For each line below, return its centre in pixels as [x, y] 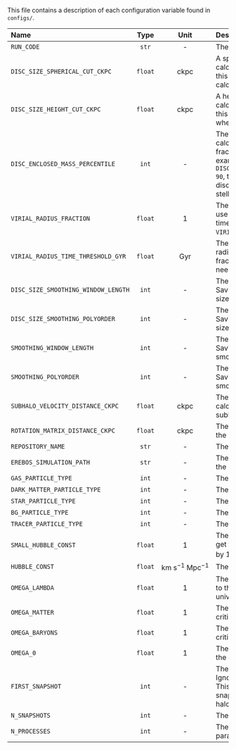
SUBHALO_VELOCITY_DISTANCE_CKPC [65, 406]
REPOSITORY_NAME [38, 446]
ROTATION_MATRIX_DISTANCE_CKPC [63, 431]
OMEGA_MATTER [33, 612]
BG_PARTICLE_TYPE [40, 512]
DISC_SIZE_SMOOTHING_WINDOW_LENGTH [70, 290]
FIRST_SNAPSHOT [36, 686]
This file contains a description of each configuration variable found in [109, 10]
